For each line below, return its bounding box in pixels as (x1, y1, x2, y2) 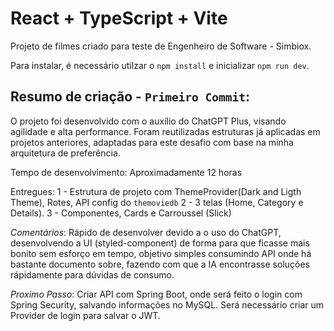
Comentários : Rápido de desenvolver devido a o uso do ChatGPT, (10, 226, 282, 238)
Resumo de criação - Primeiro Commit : (10, 88, 251, 106)
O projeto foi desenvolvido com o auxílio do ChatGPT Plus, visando (10, 115, 287, 127)
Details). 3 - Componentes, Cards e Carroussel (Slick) (10, 207, 232, 219)
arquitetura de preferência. (10, 147, 121, 159)
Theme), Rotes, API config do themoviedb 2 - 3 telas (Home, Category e (10, 196, 304, 208)
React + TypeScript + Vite (10, 7, 228, 30)
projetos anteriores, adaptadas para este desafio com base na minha (10, 136, 294, 148)
